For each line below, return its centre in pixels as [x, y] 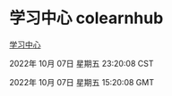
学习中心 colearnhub [86, 18]
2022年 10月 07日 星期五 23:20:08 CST [82, 63]
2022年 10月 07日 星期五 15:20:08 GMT [82, 82]
